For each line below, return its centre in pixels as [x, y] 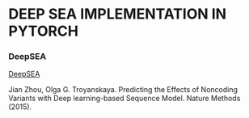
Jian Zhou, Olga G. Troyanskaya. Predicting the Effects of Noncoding [123, 90]
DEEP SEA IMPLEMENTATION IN [118, 14]
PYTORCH [44, 31]
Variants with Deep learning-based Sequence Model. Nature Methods [124, 99]
